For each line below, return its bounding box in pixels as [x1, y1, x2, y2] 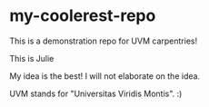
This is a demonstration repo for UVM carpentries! [9, 35, 198, 46]
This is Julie [9, 53, 55, 63]
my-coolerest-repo [9, 5, 156, 26]
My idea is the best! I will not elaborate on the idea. [9, 70, 201, 82]
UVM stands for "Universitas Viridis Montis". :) [9, 88, 183, 99]
